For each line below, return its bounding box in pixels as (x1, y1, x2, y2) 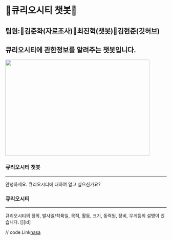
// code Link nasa (5, 229, 41, 235)
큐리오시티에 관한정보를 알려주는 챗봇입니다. (5, 46, 137, 54)
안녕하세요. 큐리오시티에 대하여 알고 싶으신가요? (5, 181, 101, 187)
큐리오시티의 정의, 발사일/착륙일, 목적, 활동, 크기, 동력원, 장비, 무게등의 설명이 (5, 212, 160, 219)
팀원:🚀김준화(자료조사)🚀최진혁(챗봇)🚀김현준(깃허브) (5, 27, 160, 35)
